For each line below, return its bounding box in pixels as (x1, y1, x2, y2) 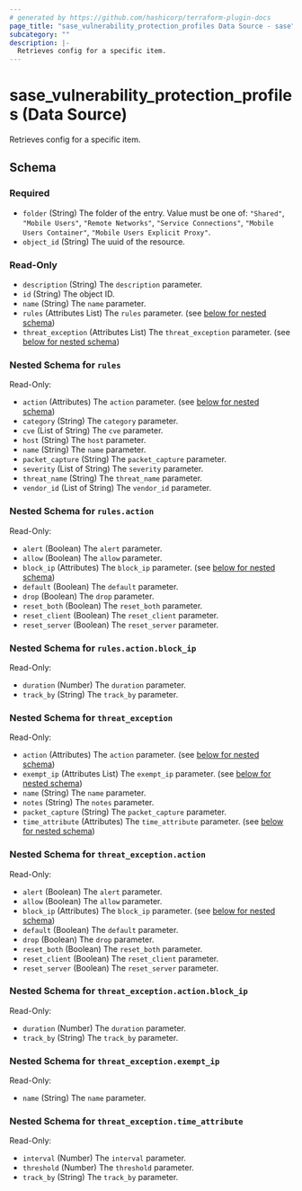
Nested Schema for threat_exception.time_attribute (9, 1115, 244, 1128)
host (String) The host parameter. (22, 435, 147, 446)
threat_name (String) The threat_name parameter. (22, 473, 203, 484)
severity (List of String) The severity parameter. (22, 464, 204, 475)
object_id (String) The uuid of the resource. (22, 236, 186, 247)
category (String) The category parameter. (22, 415, 179, 427)
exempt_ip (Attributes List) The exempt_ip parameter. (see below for (22, 769, 271, 779)
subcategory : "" (9, 30, 70, 39)
